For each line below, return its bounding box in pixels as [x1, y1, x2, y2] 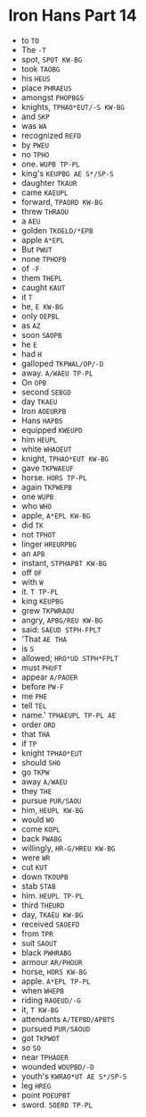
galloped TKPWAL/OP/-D [20, 358, 104, 368]
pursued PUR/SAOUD [20, 1023, 91, 1034]
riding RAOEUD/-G [20, 994, 81, 1005]
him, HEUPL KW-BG [20, 804, 84, 815]
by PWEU [20, 140, 50, 150]
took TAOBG [20, 63, 61, 74]
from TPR [20, 927, 54, 939]
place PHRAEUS [20, 82, 72, 93]
